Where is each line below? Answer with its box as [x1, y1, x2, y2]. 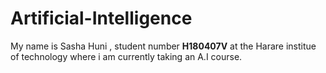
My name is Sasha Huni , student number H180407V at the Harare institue [10, 40, 317, 52]
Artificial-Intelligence [10, 7, 193, 30]
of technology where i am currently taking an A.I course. [10, 50, 243, 62]
